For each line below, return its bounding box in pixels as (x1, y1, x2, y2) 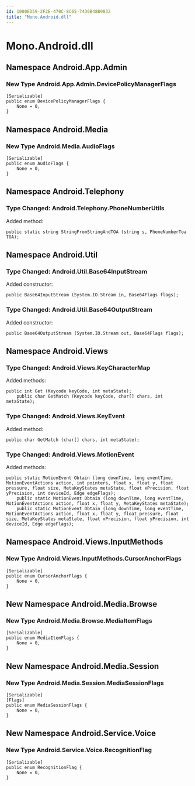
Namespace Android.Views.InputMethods (6, 537, 163, 547)
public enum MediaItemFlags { (6, 635, 80, 641)
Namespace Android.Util (6, 250, 98, 260)
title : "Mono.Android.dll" (6, 14, 72, 20)
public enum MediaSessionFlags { (6, 702, 88, 709)
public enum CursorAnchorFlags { (6, 573, 88, 579)
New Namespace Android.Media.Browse (6, 599, 158, 609)
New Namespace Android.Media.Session (6, 661, 159, 671)
